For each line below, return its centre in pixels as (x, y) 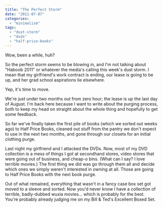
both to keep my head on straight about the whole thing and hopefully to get (81, 109)
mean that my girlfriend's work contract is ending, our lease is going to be (79, 75)
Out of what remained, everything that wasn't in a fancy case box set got (78, 184)
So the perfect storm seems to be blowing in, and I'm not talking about (76, 64)
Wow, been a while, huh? (30, 55)
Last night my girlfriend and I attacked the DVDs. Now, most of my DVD (76, 148)
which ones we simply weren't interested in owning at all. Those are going (79, 169)
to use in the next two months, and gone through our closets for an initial (78, 134)
